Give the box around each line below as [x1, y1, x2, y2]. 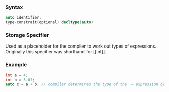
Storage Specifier [5, 31, 49, 38]
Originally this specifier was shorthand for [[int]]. [5, 49, 107, 55]
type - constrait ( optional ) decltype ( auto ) [5, 20, 94, 25]
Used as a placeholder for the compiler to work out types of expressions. [5, 43, 157, 49]
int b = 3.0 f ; [5, 77, 35, 82]
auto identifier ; [5, 15, 42, 20]
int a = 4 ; [5, 72, 28, 78]
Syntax [5, 4, 23, 11]
